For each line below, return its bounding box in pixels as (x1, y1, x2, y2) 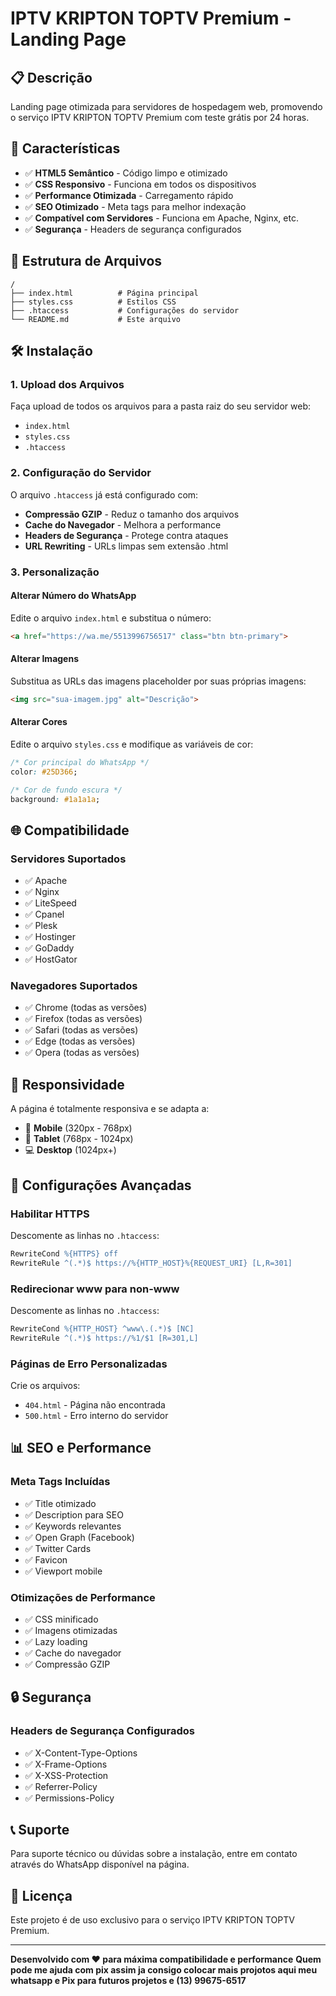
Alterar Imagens (10, 653, 80, 665)
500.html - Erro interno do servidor (24, 1409, 169, 1421)
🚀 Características (10, 140, 121, 157)
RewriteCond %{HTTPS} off (10, 1248, 118, 1259)
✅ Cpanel (24, 908, 65, 921)
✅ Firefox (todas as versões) (24, 1013, 143, 1025)
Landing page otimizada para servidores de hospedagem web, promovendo (10, 101, 323, 112)
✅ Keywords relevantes (24, 1520, 122, 1532)
